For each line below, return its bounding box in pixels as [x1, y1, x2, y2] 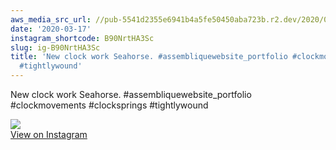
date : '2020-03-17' [10, 24, 92, 34]
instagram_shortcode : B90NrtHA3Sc [10, 33, 155, 43]
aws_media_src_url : [10, 14, 92, 25]
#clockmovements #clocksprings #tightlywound [10, 99, 209, 111]
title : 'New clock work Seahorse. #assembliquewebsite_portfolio [10, 52, 288, 62]
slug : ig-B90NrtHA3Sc [10, 42, 101, 53]
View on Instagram [10, 129, 88, 140]
